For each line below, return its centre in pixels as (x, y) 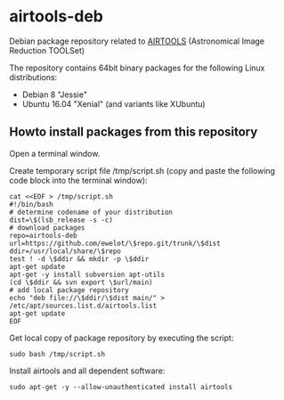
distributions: (33, 77)
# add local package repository (69, 290)
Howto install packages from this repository (134, 132)
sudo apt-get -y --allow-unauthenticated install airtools (121, 387)
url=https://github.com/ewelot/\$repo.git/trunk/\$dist (115, 243)
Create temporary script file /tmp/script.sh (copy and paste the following (142, 170)
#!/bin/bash (31, 204)
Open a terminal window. (55, 153)
